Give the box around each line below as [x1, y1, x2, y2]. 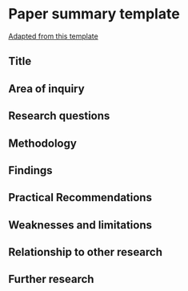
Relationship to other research [8, 245, 162, 259]
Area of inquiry [8, 82, 86, 95]
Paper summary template [8, 5, 180, 23]
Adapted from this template [8, 31, 98, 41]
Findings [8, 164, 54, 177]
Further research [8, 273, 94, 286]
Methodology [8, 136, 78, 150]
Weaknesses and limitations [8, 218, 152, 232]
